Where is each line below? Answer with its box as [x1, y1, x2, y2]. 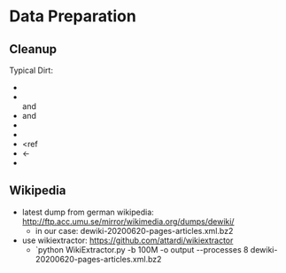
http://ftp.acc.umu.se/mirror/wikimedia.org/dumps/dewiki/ [21, 215, 235, 227]
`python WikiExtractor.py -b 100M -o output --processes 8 [35, 244, 249, 254]
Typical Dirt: [9, 65, 53, 75]
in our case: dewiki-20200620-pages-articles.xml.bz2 [35, 225, 234, 236]
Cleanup [9, 42, 58, 57]
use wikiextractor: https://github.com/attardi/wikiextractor [21, 235, 234, 246]
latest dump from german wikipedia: [21, 207, 155, 217]
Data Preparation [9, 6, 137, 27]
